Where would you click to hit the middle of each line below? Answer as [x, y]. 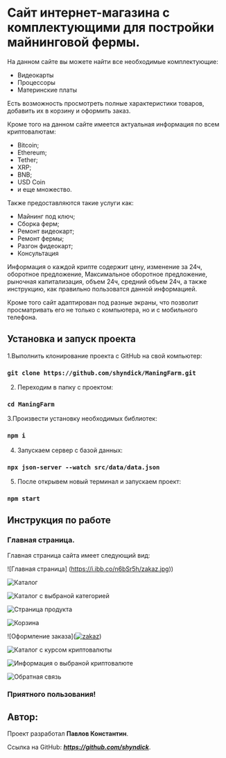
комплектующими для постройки [111, 27]
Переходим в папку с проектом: [65, 387]
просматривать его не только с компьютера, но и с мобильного [103, 309]
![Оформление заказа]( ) [54, 636]
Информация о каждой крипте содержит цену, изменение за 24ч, [105, 266]
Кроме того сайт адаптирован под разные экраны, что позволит [103, 302]
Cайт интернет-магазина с [88, 13]
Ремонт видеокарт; [46, 231]
